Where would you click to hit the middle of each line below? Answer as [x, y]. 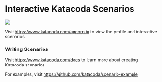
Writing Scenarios [27, 49]
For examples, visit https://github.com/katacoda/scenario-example [71, 74]
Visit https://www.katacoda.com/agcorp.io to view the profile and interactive [81, 31]
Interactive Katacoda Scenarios [70, 9]
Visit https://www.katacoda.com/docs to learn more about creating [72, 60]
